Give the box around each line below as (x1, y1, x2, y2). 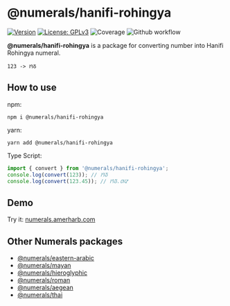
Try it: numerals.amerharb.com (7, 215, 96, 223)
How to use (7, 82, 57, 94)
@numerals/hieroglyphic (17, 269, 88, 277)
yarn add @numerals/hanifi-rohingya (7, 139, 113, 146)
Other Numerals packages (7, 235, 123, 247)
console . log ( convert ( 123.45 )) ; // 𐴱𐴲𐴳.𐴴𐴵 (7, 178, 128, 185)
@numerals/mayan (17, 262, 71, 269)
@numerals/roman (17, 276, 71, 284)
